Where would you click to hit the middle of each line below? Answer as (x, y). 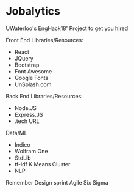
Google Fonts (31, 78)
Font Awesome (33, 71)
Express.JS (29, 114)
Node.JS (26, 108)
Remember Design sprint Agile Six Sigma (57, 182)
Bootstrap (27, 65)
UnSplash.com (33, 84)
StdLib (23, 158)
